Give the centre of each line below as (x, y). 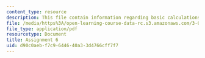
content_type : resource (37, 12)
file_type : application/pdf (42, 29)
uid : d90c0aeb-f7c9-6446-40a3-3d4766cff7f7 (63, 46)
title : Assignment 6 (33, 40)
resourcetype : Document (37, 34)
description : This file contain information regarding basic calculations (103, 18)
